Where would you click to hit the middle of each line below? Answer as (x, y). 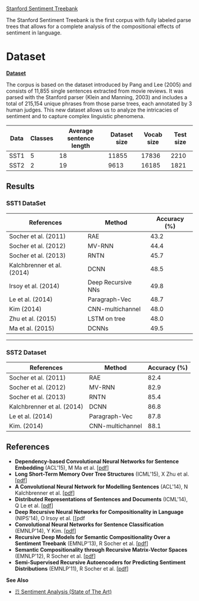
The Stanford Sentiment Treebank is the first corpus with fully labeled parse (99, 20)
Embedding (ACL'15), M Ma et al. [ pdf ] (62, 467)
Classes (42, 138)
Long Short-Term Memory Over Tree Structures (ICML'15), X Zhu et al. (102, 474)
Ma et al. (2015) (32, 328)
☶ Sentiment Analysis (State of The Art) (63, 591)
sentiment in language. (34, 33)
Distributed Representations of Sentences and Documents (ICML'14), (101, 499)
